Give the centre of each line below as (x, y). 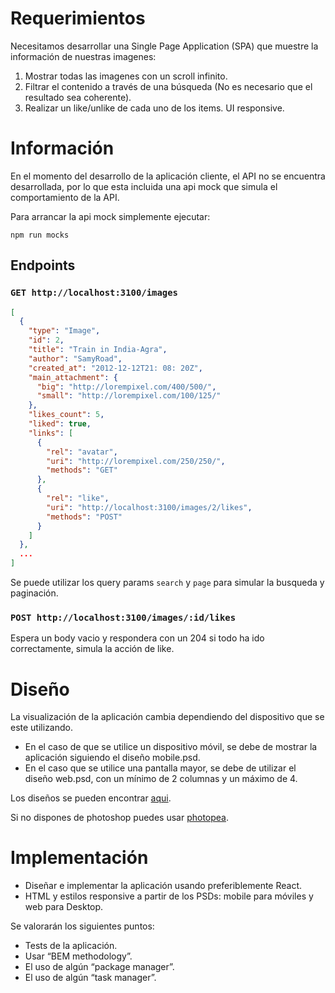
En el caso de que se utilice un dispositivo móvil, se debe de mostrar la (171, 747)
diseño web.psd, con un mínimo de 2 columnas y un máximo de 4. (161, 779)
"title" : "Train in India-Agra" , (98, 350)
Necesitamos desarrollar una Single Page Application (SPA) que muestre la (164, 46)
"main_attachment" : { (73, 377)
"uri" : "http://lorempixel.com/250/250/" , (136, 461)
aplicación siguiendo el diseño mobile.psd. (112, 758)
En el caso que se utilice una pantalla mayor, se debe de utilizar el (160, 768)
